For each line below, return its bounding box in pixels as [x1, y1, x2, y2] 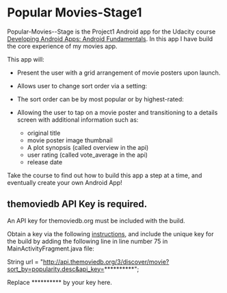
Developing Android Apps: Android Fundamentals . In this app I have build [7, 34, 213, 42]
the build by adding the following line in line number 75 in [7, 237, 168, 245]
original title [27, 129, 61, 137]
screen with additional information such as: [16, 115, 139, 124]
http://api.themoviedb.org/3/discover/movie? [42, 257, 170, 266]
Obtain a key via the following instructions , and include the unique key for [7, 229, 214, 238]
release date [27, 157, 63, 166]
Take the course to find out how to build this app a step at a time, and [7, 171, 202, 179]
